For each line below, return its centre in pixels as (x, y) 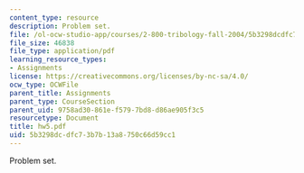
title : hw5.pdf (38, 127)
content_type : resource (54, 18)
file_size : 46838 (42, 43)
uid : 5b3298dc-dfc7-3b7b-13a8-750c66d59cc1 (93, 135)
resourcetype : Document (54, 118)
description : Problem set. (60, 26)
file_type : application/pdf (62, 51)
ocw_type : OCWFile (44, 85)
